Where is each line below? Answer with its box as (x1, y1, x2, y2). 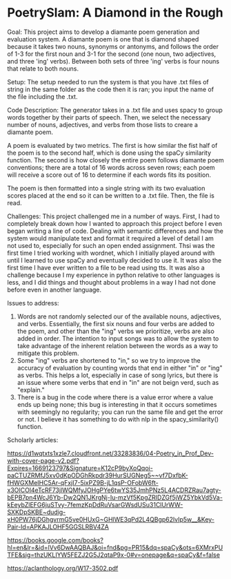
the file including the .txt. (7, 92, 78, 101)
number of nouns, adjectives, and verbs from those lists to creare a (7, 120, 199, 129)
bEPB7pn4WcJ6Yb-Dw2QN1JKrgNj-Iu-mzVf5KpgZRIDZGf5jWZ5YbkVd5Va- (7, 493, 223, 502)
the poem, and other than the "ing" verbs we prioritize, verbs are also (17, 327, 215, 335)
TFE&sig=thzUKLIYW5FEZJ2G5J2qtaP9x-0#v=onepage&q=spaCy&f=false (7, 551, 221, 559)
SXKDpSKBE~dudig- (7, 508, 66, 516)
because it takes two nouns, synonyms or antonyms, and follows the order (7, 42, 219, 50)
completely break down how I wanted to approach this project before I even (7, 219, 223, 227)
